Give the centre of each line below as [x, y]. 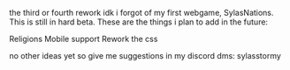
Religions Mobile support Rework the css [84, 39]
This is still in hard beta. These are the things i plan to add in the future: [138, 22]
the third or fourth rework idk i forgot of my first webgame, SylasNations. [141, 13]
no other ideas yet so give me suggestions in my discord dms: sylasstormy [145, 56]
